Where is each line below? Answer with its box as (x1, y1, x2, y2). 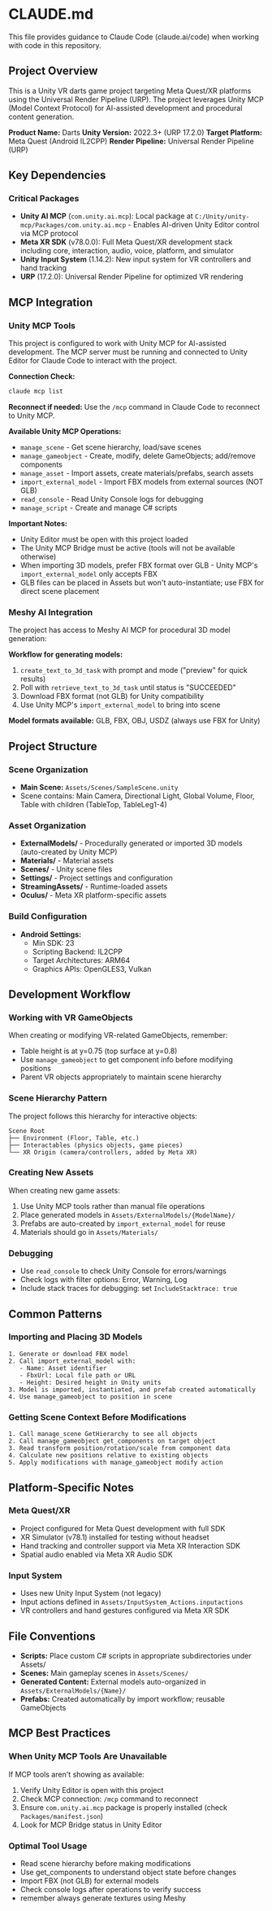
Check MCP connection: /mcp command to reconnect (19, 1794, 199, 1803)
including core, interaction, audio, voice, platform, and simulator (19, 246, 234, 256)
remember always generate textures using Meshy (19, 1893, 187, 1903)
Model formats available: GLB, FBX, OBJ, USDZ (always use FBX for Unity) (8, 716, 261, 726)
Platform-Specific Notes (8, 1480, 134, 1495)
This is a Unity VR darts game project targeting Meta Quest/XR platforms (8, 86, 252, 95)
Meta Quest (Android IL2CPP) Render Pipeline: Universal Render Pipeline (8, 136, 254, 146)
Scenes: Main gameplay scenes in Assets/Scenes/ (19, 1667, 189, 1678)
